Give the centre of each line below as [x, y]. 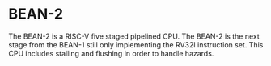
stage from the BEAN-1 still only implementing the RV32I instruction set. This [136, 44]
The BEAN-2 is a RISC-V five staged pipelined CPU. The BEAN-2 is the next [134, 36]
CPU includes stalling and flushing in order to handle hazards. [111, 53]
